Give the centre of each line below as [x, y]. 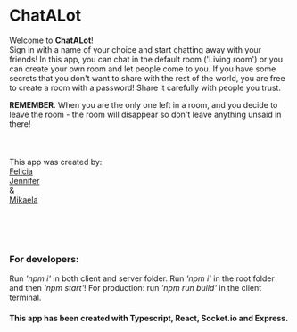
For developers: [44, 259]
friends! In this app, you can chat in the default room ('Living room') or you [146, 59]
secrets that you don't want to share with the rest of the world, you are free [147, 78]
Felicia [21, 171]
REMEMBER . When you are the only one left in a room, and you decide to [144, 104]
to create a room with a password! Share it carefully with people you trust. [145, 87]
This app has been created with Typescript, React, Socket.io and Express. [149, 318]
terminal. [25, 298]
